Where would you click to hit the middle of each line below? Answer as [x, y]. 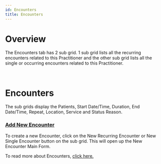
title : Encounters [24, 14]
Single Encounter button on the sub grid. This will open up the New [74, 141]
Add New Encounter [30, 125]
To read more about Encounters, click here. [49, 156]
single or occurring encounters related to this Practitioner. [64, 63]
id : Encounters [21, 10]
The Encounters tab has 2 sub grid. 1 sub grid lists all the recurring [73, 53]
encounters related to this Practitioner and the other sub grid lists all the [79, 58]
